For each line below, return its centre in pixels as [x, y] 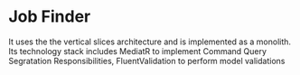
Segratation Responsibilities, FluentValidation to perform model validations [147, 61]
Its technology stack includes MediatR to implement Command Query [138, 51]
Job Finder [50, 17]
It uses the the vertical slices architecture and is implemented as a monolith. [150, 42]
